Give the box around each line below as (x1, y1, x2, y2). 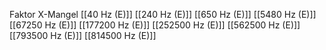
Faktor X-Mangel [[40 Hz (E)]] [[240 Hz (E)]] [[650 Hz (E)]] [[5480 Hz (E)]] (9, 9, 317, 20)
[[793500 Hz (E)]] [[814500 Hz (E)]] (9, 30, 157, 41)
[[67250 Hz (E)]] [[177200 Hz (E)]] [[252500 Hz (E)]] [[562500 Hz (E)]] (9, 19, 301, 31)
